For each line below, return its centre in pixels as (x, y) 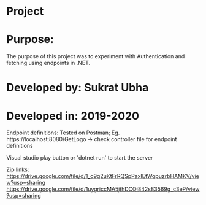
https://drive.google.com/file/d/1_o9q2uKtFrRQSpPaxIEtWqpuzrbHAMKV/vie (103, 176)
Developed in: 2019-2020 (73, 116)
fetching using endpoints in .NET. (48, 63)
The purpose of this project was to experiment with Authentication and (96, 56)
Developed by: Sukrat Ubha (78, 88)
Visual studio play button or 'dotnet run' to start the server (80, 158)
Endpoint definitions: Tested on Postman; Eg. (63, 133)
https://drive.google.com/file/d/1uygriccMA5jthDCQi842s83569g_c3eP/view (103, 189)
